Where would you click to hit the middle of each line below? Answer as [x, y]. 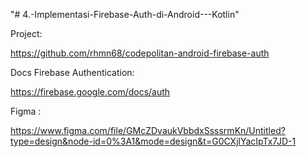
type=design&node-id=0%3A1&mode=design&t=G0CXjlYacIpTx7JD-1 [153, 141]
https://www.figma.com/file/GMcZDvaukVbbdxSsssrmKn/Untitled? [148, 130]
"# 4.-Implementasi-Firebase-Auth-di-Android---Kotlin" [125, 14]
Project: [26, 33]
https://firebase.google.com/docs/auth [90, 92]
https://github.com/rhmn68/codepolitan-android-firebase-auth [140, 53]
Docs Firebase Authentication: [72, 72]
